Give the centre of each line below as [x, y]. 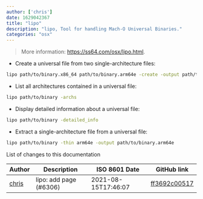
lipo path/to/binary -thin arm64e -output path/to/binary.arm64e [90, 143]
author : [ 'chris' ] [29, 12]
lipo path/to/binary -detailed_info [52, 120]
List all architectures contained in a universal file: [76, 86]
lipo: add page [56, 180]
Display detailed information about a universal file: [77, 109]
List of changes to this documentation [53, 154]
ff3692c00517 [172, 183]
